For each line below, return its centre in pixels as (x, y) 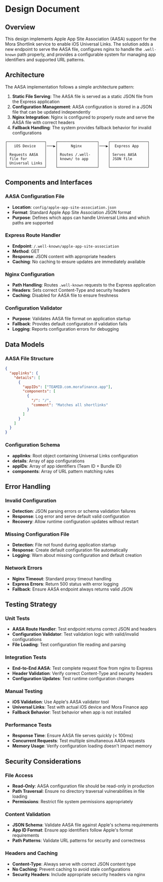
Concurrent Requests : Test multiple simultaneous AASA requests (79, 741)
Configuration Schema (33, 445)
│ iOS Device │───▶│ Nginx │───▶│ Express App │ (78, 146)
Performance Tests (28, 725)
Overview (20, 27)
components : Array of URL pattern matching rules (63, 471)
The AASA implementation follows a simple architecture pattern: (70, 87)
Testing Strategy (31, 605)
